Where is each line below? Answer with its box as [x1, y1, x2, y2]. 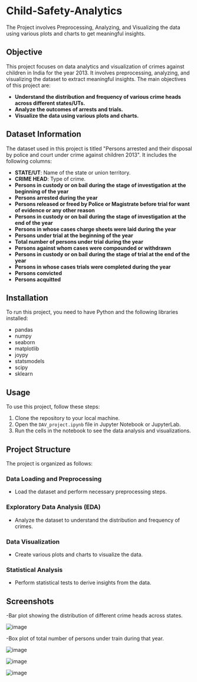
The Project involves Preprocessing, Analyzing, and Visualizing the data [6, 24, 181, 31]
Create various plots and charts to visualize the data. [14, 551, 143, 558]
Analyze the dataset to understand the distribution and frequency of [14, 516, 180, 523]
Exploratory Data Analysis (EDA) [6, 503, 101, 511]
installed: [6, 315, 28, 322]
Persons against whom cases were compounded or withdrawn [14, 244, 172, 251]
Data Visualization [6, 537, 60, 545]
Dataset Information [6, 129, 81, 140]
